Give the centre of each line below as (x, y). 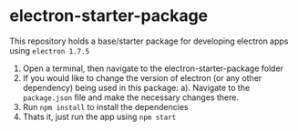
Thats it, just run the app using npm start (99, 116)
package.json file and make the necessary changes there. (131, 97)
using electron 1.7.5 (50, 50)
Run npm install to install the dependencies (105, 106)
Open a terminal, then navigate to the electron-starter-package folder (153, 68)
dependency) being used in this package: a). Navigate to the (136, 87)
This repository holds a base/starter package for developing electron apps (149, 41)
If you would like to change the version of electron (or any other (142, 77)
